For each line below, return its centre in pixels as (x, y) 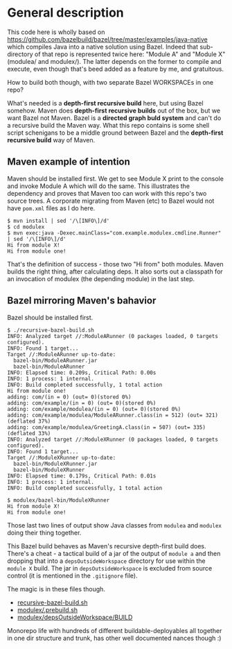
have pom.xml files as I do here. (51, 208)
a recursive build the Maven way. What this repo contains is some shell (108, 125)
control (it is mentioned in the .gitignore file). (72, 575)
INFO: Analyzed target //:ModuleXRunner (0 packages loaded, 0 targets (113, 439)
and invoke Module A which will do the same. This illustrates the (99, 186)
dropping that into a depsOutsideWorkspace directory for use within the (106, 561)
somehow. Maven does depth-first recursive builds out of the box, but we (114, 110)
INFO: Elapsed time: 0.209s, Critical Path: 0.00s (82, 373)
